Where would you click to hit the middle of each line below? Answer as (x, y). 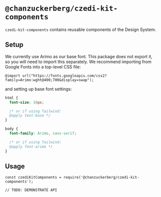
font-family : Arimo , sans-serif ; (43, 133)
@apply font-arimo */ (31, 147)
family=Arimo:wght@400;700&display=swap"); (50, 80)
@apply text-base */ (30, 115)
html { (12, 98)
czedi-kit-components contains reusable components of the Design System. (80, 29)
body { (12, 129)
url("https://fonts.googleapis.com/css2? (65, 76)
